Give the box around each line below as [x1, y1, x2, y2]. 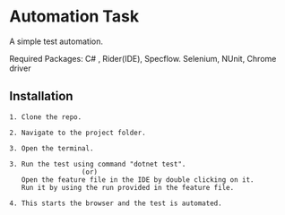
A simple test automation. [9, 36, 103, 47]
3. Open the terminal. [9, 143, 94, 153]
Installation [9, 89, 73, 104]
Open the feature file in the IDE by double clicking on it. [21, 175, 255, 185]
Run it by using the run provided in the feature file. [21, 183, 235, 192]
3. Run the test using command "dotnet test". [9, 159, 186, 168]
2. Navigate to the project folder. [9, 128, 146, 137]
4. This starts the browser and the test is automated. [9, 199, 222, 208]
